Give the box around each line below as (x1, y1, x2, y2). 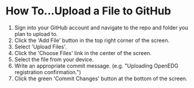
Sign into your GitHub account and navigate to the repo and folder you (14, 24, 189, 31)
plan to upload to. (14, 30, 58, 37)
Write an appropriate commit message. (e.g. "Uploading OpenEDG (14, 62, 178, 69)
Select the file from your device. (14, 56, 94, 63)
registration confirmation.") (14, 68, 82, 75)
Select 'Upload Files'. (14, 43, 67, 50)
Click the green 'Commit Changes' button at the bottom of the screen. (14, 75, 187, 82)
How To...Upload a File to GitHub (5, 4, 172, 18)
